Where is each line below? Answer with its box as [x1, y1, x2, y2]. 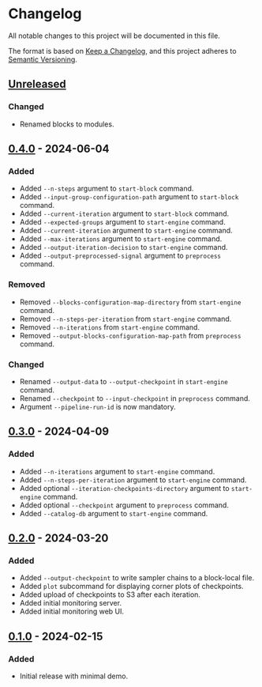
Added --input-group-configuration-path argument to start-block [19, 192, 239, 202]
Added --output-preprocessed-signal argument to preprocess [19, 251, 222, 261]
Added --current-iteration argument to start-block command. [19, 209, 230, 218]
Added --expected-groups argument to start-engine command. [19, 217, 226, 227]
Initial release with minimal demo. [19, 671, 129, 681]
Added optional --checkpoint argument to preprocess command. [19, 500, 229, 510]
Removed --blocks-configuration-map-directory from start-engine [19, 297, 241, 307]
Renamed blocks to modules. [19, 119, 114, 129]
